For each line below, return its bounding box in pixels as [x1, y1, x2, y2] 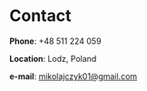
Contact [9, 5, 72, 26]
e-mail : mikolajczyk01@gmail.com [9, 70, 138, 82]
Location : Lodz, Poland [9, 53, 97, 64]
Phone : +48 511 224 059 [9, 35, 102, 46]
